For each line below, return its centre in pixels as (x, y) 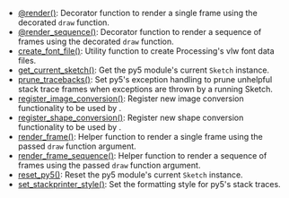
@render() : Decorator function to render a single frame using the (137, 13)
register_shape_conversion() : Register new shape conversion (131, 117)
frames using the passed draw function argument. (109, 165)
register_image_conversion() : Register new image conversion (131, 99)
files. (27, 60)
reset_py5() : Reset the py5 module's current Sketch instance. (131, 175)
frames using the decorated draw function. (96, 41)
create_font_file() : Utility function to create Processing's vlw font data (146, 51)
